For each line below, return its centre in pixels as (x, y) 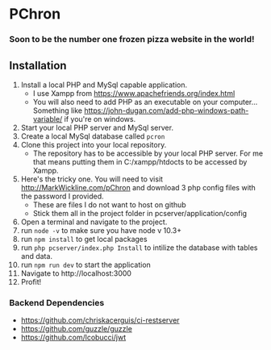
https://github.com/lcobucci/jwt (73, 337)
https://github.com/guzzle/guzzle (76, 329)
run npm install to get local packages (84, 239)
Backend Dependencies (57, 302)
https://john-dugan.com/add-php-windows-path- (167, 110)
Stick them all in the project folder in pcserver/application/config (140, 213)
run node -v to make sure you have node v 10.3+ (101, 230)
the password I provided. (62, 196)
